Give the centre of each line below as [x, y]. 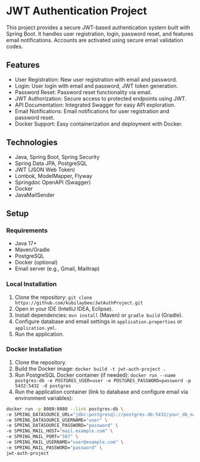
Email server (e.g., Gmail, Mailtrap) [57, 269]
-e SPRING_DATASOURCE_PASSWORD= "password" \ [62, 426]
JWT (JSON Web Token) [45, 169]
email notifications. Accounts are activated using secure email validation [95, 40]
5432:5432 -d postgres [43, 386]
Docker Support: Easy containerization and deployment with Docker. [99, 124]
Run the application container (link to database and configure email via [101, 392]
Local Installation [32, 284]
